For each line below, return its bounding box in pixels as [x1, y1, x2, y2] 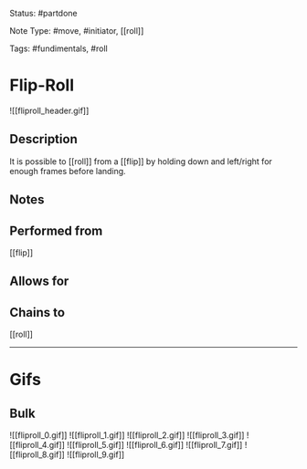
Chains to [9, 305, 66, 320]
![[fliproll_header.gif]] [9, 105, 90, 116]
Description [9, 131, 78, 147]
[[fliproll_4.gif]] [9, 440, 66, 451]
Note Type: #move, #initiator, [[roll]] [9, 26, 144, 36]
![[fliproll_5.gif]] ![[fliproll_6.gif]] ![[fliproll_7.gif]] [67, 440, 243, 451]
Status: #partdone [9, 8, 78, 18]
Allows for [9, 274, 69, 289]
